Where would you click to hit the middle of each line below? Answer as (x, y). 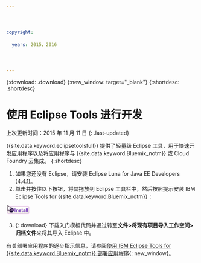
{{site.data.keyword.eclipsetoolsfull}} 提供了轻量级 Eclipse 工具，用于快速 (98, 145)
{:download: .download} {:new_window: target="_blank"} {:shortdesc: (93, 82)
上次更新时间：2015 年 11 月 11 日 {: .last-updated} (68, 133)
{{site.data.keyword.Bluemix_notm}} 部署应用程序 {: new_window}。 (90, 253)
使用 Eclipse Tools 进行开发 (75, 115)
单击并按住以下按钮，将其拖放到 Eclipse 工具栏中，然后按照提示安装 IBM (105, 188)
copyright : (20, 32)
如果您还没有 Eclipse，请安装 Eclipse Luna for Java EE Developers (97, 173)
